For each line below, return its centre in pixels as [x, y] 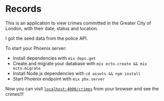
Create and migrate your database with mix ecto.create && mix [80, 63]
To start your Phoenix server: [36, 48]
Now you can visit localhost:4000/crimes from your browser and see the [82, 89]
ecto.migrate [27, 68]
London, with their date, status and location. [52, 28]
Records [24, 9]
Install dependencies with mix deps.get [54, 58]
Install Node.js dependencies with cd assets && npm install [77, 73]
